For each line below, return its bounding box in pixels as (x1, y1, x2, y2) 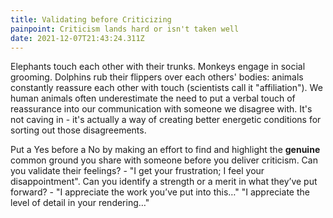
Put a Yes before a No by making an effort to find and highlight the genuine (10, 144, 321, 156)
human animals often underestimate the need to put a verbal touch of (10, 92, 296, 105)
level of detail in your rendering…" (10, 197, 150, 209)
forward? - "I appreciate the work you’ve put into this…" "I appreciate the (10, 186, 310, 198)
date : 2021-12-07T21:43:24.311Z (10, 33, 145, 43)
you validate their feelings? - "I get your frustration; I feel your (10, 165, 265, 177)
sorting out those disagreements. (10, 124, 147, 136)
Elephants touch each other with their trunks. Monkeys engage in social (10, 61, 306, 73)
